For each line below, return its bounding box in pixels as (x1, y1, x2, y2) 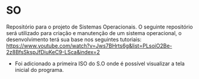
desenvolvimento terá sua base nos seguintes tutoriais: (6, 36, 142, 43)
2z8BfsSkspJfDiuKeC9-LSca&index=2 (6, 48, 100, 55)
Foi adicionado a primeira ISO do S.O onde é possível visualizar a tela (14, 60, 185, 67)
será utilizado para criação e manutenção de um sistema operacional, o (6, 29, 182, 36)
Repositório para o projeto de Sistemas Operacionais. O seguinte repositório (6, 23, 193, 30)
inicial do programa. (14, 66, 64, 73)
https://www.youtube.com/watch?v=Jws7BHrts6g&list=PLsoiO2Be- (6, 42, 173, 49)
